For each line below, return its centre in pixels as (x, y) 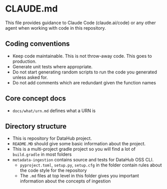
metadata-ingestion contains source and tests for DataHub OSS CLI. (83, 160)
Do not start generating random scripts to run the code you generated (85, 72)
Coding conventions (38, 44)
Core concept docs (36, 99)
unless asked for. (30, 77)
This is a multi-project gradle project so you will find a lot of (74, 149)
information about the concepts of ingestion (65, 181)
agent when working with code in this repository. (56, 28)
